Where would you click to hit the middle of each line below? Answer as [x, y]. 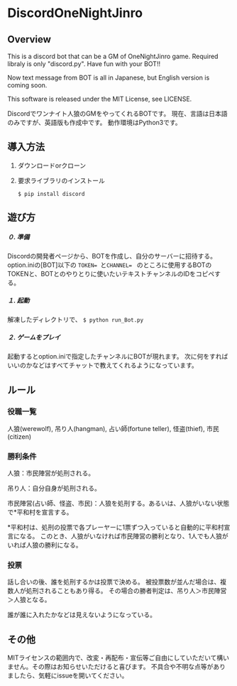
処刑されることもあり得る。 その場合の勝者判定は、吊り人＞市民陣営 [126, 591]
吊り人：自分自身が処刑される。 [54, 489]
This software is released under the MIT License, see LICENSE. [100, 99]
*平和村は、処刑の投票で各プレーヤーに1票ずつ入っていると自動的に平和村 [116, 528]
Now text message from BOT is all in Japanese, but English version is [109, 77]
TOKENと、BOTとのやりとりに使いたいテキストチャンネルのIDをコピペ [111, 274]
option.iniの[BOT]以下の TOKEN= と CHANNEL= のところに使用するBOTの [110, 265]
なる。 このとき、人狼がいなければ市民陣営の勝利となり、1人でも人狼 [121, 536]
